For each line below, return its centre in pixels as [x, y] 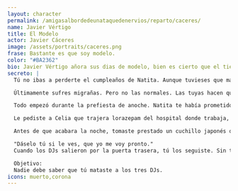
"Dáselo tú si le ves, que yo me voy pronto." [84, 144]
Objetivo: [28, 163]
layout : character [34, 14]
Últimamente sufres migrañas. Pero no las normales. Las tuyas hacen [118, 93]
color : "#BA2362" [33, 60]
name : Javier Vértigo [39, 27]
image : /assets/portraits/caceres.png [64, 47]
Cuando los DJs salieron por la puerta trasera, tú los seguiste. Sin [120, 151]
